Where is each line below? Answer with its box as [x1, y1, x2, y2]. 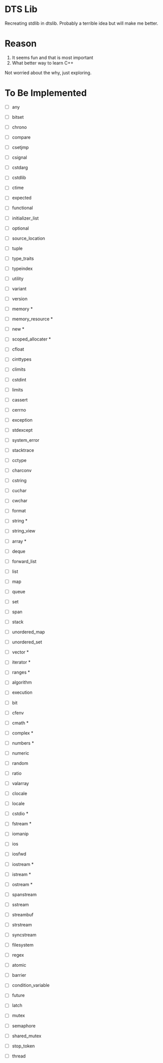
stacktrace [12, 447, 35, 453]
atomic [12, 962, 27, 968]
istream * [12, 871, 31, 877]
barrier [12, 972, 27, 978]
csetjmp [12, 145, 29, 151]
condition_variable [12, 982, 50, 988]
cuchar [12, 488, 27, 494]
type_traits [12, 255, 34, 261]
